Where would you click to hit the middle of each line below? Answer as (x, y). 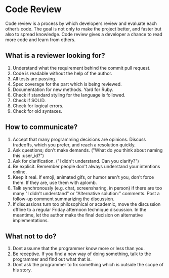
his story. (22, 270)
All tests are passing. (34, 79)
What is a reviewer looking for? (55, 56)
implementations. (31, 220)
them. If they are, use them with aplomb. (55, 182)
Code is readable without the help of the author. (62, 73)
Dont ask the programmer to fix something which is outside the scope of (88, 265)
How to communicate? (41, 127)
